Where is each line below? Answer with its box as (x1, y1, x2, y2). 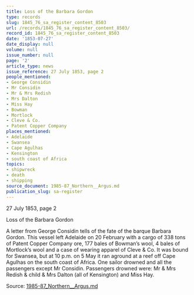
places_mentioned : (6, 128, 51, 135)
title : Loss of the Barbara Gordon (6, 8, 93, 15)
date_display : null (6, 42, 54, 48)
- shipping (6, 178, 33, 184)
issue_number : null (6, 52, 54, 58)
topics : (6, 161, 25, 167)
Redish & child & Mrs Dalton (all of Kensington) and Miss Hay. (6, 271, 155, 278)
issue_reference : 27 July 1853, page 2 (6, 69, 104, 74)
